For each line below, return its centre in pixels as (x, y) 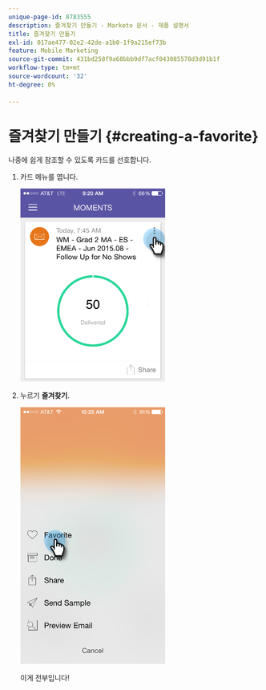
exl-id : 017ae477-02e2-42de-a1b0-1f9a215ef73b (87, 43)
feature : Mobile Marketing (53, 51)
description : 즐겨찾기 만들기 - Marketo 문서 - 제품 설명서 (99, 25)
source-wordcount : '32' (48, 76)
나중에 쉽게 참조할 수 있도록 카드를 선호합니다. (80, 160)
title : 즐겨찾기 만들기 (42, 34)
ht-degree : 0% (32, 84)
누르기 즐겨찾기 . (44, 396)
